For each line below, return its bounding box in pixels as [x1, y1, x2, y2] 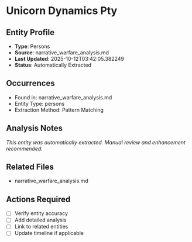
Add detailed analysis [14, 216, 67, 223]
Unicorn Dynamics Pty [6, 4, 118, 18]
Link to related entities [14, 223, 68, 230]
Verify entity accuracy [14, 210, 68, 217]
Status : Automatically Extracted [14, 61, 92, 68]
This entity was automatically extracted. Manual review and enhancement [6, 139, 186, 146]
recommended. [6, 145, 43, 152]
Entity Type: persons [14, 100, 65, 107]
